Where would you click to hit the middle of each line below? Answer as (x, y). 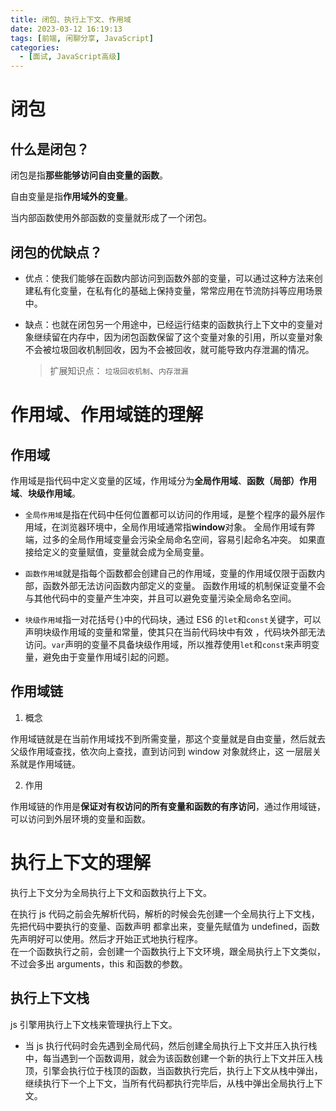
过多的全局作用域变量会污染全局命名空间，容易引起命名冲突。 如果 (179, 539)
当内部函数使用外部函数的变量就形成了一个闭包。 (111, 218)
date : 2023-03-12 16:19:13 (66, 29)
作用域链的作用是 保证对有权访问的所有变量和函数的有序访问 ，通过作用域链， (168, 806)
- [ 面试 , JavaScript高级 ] (70, 57)
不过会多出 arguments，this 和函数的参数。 (99, 963)
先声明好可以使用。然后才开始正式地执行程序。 (106, 938)
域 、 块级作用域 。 (45, 493)
